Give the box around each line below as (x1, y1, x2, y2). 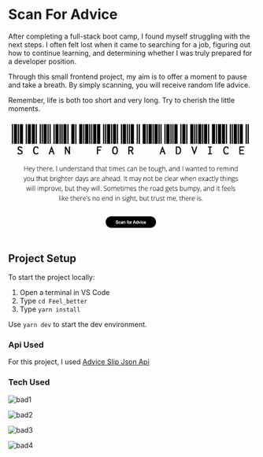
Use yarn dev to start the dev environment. (8, 320, 147, 330)
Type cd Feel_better (19, 297, 88, 306)
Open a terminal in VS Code (19, 288, 110, 297)
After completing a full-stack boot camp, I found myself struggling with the (8, 31, 250, 41)
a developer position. (8, 57, 77, 66)
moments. (8, 104, 41, 113)
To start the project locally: (8, 273, 95, 282)
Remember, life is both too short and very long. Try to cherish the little (8, 95, 235, 105)
